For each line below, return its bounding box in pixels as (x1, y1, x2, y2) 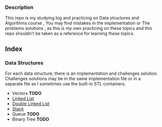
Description (5, 4, 34, 11)
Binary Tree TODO (12, 116, 49, 122)
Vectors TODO (12, 90, 41, 96)
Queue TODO (12, 111, 40, 117)
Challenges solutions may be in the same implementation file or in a (5, 75, 141, 82)
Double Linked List (12, 101, 50, 106)
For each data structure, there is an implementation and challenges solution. (5, 70, 158, 76)
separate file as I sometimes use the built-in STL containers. (5, 81, 126, 86)
